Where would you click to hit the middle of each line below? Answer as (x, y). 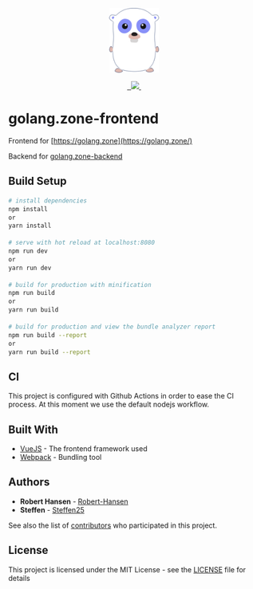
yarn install (30, 226)
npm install (28, 209)
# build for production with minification (80, 285)
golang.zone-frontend (84, 119)
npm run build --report (48, 335)
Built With (33, 429)
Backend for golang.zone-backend (65, 156)
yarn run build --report (49, 352)
